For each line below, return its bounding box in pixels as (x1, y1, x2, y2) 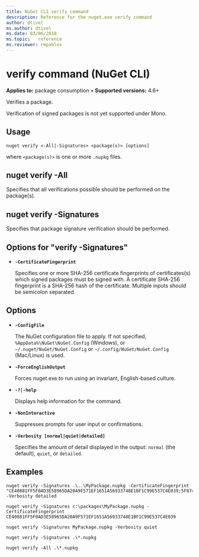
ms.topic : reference (6, 36, 62, 42)
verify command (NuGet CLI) (6, 68, 150, 81)
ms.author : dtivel (6, 25, 52, 31)
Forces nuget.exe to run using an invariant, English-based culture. (14, 374, 176, 382)
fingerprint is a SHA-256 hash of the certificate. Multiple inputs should (14, 282, 187, 289)
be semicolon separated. (14, 289, 76, 296)
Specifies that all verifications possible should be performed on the (6, 186, 170, 193)
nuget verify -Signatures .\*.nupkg (6, 534, 97, 540)
